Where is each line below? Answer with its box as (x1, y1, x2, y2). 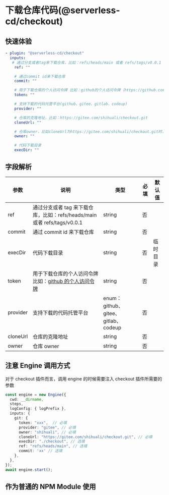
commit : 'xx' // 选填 (18, 449, 63, 454)
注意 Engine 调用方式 (5, 361, 70, 370)
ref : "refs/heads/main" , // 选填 (18, 444, 88, 449)
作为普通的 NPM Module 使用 (5, 482, 97, 491)
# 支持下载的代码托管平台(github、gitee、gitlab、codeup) (14, 101, 128, 106)
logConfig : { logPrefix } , (10, 406, 66, 411)
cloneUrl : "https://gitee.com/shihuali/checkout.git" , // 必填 (18, 434, 152, 439)
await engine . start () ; (5, 467, 53, 472)
